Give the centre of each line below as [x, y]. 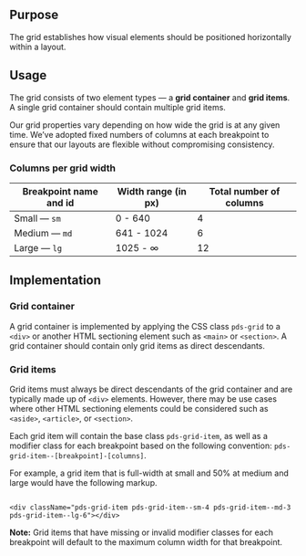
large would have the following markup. [83, 482]
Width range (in [152, 191]
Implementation [56, 281]
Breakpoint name [60, 191]
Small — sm [37, 218]
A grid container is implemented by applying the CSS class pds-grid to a [145, 326]
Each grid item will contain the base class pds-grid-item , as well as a [139, 435]
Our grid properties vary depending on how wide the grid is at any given [145, 125]
